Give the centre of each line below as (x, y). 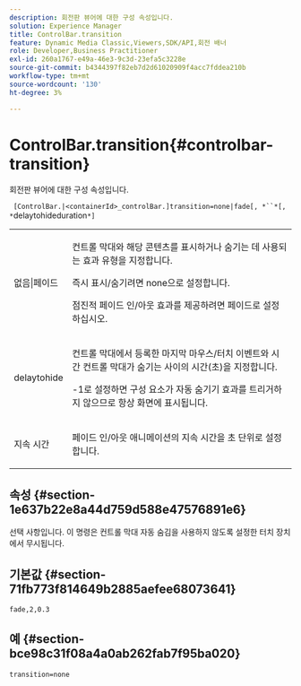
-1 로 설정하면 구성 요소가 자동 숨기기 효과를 (159, 389)
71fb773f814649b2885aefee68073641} (123, 589)
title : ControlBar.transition (66, 34)
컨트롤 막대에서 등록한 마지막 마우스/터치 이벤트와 (171, 353)
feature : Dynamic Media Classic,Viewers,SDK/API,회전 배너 (118, 43)
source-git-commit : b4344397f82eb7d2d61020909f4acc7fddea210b (128, 68)
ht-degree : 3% (36, 92)
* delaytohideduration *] (52, 215)
